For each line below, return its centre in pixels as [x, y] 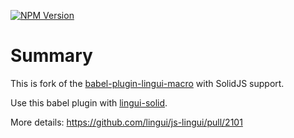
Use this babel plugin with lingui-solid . [89, 102]
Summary [51, 56]
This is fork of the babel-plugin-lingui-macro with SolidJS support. [147, 83]
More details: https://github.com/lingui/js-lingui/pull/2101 [126, 122]
